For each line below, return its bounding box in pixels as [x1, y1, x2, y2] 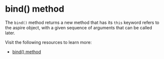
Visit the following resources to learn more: [5, 39, 92, 45]
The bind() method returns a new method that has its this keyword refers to [5, 20, 160, 25]
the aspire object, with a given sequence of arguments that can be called [5, 24, 153, 30]
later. [5, 30, 16, 36]
